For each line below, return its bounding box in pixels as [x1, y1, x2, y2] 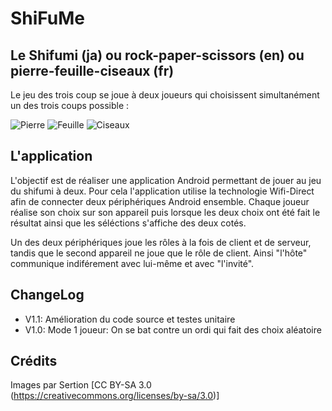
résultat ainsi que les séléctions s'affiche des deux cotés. [10, 217, 247, 229]
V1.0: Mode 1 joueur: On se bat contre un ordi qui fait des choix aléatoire [24, 323, 322, 336]
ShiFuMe [10, 7, 86, 30]
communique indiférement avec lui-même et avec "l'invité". [10, 257, 255, 269]
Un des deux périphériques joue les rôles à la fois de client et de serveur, [10, 236, 312, 248]
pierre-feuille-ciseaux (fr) [10, 62, 175, 79]
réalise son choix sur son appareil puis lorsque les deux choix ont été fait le [10, 206, 321, 218]
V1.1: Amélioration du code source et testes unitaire [24, 313, 236, 325]
